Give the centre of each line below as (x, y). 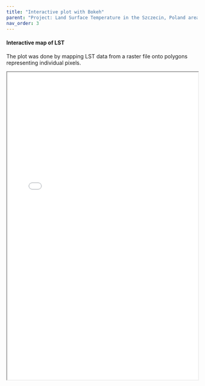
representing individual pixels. (44, 63)
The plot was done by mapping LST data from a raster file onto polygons (97, 56)
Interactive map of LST (35, 43)
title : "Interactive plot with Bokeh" (55, 12)
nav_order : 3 (23, 23)
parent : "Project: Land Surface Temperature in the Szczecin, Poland (96, 18)
